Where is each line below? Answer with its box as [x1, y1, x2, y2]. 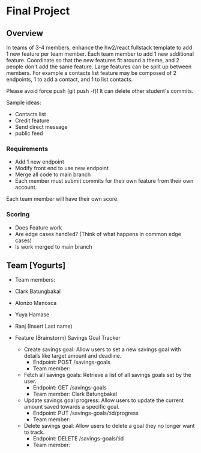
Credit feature [14, 117, 50, 124]
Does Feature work [14, 224, 62, 231]
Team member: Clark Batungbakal [32, 391, 118, 398]
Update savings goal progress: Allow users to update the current [23, 397, 184, 404]
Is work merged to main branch [14, 243, 93, 250]
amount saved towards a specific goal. [23, 403, 120, 410]
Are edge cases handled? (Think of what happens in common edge [14, 230, 182, 237]
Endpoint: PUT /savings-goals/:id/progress [32, 409, 139, 417]
